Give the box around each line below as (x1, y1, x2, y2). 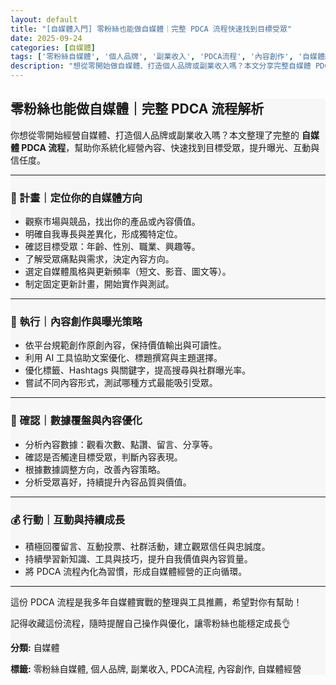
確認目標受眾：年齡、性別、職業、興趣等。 (24, 241, 201, 253)
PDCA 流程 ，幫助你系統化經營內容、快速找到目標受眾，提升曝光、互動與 (21, 141, 320, 153)
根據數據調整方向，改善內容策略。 (24, 463, 166, 475)
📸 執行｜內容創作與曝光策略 (10, 315, 143, 329)
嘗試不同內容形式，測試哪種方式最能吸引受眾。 (24, 377, 218, 389)
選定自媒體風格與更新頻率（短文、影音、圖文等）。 (24, 266, 232, 278)
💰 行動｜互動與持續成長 (10, 512, 126, 526)
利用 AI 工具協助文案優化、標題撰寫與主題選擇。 (24, 352, 223, 364)
